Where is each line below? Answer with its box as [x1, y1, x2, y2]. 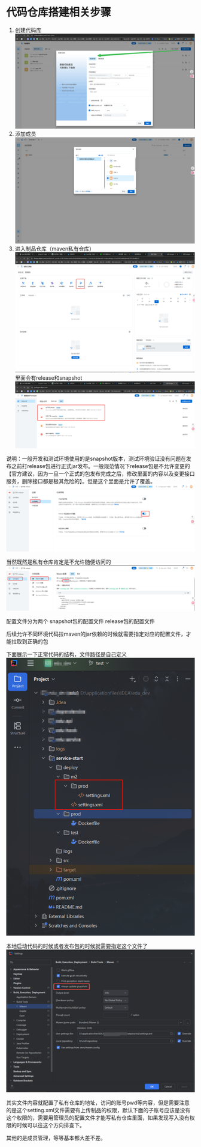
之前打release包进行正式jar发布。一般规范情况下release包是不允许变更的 [11, 462, 190, 469]
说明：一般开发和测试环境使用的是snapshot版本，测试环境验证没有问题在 [6, 455, 187, 462]
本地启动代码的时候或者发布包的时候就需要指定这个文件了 [6, 943, 148, 950]
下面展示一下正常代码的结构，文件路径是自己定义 [6, 651, 127, 658]
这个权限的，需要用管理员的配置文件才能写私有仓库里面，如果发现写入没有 [6, 1114, 190, 1121]
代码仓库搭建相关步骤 [6, 5, 112, 19]
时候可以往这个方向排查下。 [16, 1122, 85, 1129]
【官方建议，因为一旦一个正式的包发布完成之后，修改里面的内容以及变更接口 [6, 470, 195, 477]
